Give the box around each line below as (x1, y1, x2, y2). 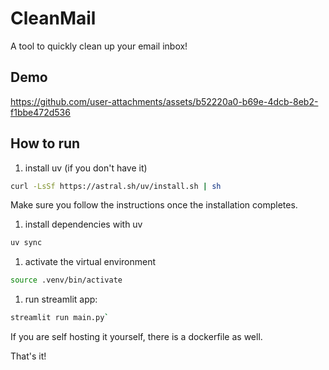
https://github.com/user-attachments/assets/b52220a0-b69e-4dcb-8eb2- (10, 95, 319, 107)
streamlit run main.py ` (10, 313, 110, 323)
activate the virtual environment (24, 256, 157, 268)
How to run (10, 135, 81, 152)
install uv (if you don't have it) (24, 162, 148, 174)
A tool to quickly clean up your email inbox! (10, 40, 188, 52)
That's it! (10, 350, 47, 362)
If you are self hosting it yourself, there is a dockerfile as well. (10, 331, 263, 343)
